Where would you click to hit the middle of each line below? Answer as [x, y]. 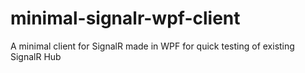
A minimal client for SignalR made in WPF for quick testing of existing [152, 46]
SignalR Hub [36, 56]
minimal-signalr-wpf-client [125, 18]
